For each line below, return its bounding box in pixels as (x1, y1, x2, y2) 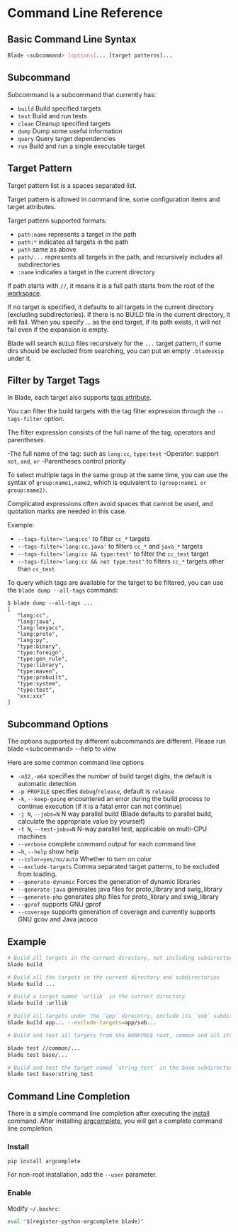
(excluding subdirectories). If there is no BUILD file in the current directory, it (7, 310, 230, 318)
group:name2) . (7, 486, 47, 494)
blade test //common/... (7, 1044, 81, 1052)
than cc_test (17, 565, 55, 573)
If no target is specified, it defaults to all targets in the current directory (7, 303, 215, 311)
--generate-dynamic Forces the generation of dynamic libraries (17, 878, 200, 886)
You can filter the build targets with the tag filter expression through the (7, 407, 216, 415)
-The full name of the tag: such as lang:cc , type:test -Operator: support (7, 449, 219, 458)
